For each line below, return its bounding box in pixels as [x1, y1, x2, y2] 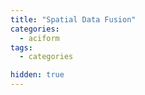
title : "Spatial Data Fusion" [10, 14, 137, 25]
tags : [10, 42, 33, 53]
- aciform [19, 33, 60, 43]
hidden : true [10, 70, 65, 80]
